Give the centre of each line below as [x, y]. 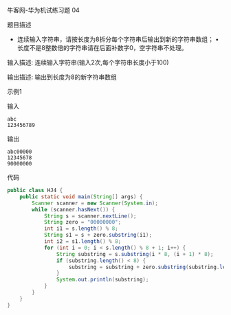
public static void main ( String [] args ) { [81, 197]
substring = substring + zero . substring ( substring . [144, 267]
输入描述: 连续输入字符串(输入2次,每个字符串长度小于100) [88, 62]
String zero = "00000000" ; [82, 222]
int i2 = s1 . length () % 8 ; [82, 242]
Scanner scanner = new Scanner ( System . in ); [95, 203]
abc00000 [20, 152]
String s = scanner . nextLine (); [90, 216]
